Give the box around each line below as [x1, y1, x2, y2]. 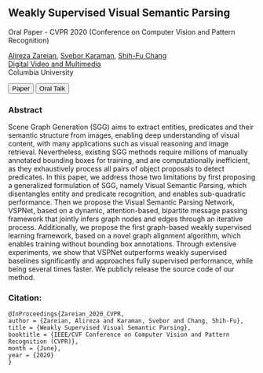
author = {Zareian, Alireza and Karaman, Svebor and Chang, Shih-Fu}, [8, 317, 244, 325]
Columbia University [8, 67, 74, 77]
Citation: [8, 293, 42, 304]
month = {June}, [8, 345, 61, 353]
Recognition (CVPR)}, [8, 338, 79, 345]
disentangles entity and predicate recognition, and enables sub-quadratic [8, 189, 246, 199]
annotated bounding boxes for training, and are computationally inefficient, [8, 156, 250, 165]
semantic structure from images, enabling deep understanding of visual [8, 131, 239, 140]
